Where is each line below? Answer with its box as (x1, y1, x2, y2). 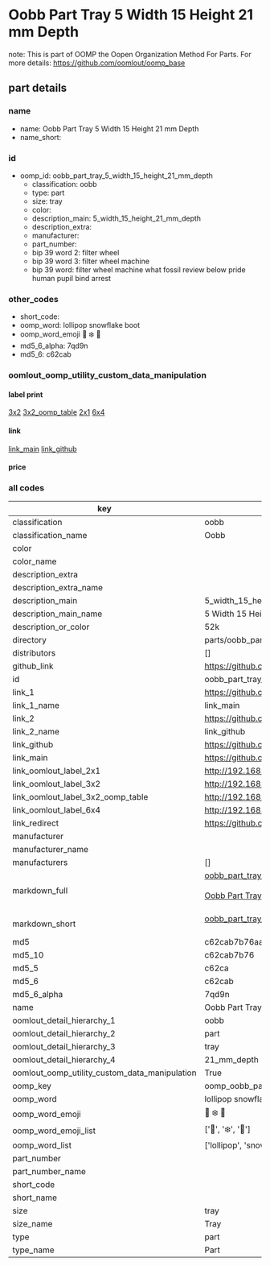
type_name (12, 1244, 55, 1256)
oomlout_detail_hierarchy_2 (12, 1028, 116, 1040)
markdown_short (12, 918, 76, 929)
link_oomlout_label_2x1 (12, 765, 101, 776)
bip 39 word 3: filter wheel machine (31, 256, 150, 266)
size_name (12, 1218, 53, 1230)
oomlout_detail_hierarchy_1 (12, 1015, 116, 1026)
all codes (8, 482, 45, 494)
